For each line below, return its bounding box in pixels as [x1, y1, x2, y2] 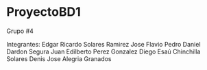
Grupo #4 [6, 27, 34, 35]
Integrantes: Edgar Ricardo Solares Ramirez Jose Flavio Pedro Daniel [6, 40, 201, 48]
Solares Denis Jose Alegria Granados [6, 54, 112, 62]
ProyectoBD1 [6, 4, 82, 20]
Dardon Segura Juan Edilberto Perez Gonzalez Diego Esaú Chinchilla [6, 47, 201, 56]
